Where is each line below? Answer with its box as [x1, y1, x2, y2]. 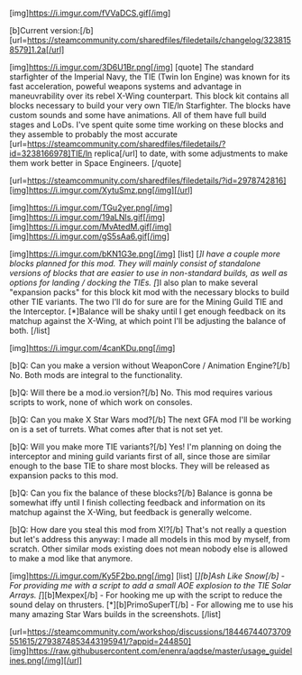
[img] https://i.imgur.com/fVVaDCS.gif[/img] [9, 8, 171, 18]
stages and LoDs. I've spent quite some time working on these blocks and [9, 119, 284, 130]
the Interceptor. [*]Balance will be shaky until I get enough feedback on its [9, 306, 287, 317]
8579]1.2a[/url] [9, 44, 65, 55]
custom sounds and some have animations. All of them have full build [9, 110, 268, 120]
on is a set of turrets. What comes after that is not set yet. [9, 424, 224, 434]
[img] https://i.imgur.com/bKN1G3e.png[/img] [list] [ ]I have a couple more [9, 248, 281, 259]
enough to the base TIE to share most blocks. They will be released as [9, 460, 270, 471]
